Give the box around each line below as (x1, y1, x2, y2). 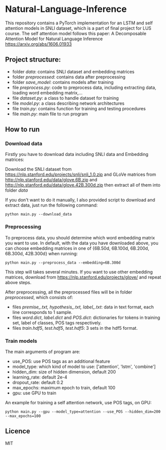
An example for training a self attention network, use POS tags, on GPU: (5, 400, 152, 406)
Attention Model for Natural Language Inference (5, 36, 103, 42)
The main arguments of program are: (5, 349, 80, 355)
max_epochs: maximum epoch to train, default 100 (12, 385, 115, 391)
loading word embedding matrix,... (12, 89, 83, 95)
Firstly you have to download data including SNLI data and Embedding (5, 151, 149, 157)
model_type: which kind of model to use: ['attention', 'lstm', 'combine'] (12, 364, 156, 370)
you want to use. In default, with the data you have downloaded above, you (5, 240, 159, 246)
